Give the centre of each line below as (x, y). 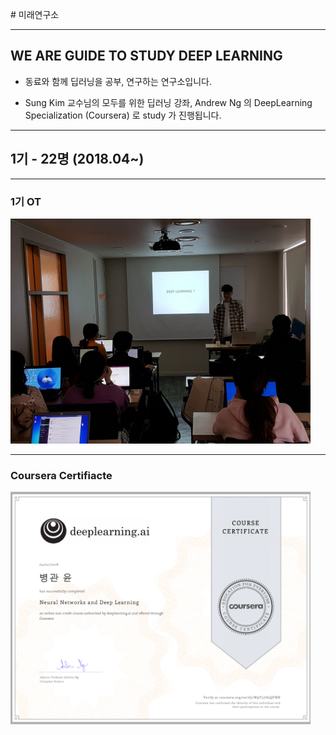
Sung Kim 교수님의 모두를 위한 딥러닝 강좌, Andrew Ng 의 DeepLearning (168, 102)
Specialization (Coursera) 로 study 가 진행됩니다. (123, 115)
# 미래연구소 (35, 14)
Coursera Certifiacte (61, 475)
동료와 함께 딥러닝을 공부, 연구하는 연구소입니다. (118, 81)
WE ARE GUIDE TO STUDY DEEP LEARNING (146, 56)
